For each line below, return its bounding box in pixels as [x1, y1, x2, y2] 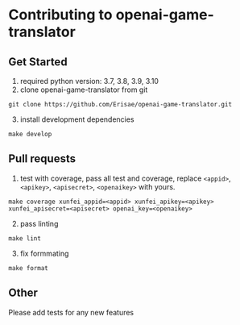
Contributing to [8, 6, 113, 24]
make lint [8, 234, 42, 243]
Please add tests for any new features [8, 307, 134, 317]
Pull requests [8, 152, 77, 166]
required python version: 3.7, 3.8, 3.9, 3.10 [19, 77, 159, 85]
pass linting [19, 219, 59, 228]
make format [8, 264, 48, 272]
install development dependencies [19, 115, 134, 124]
